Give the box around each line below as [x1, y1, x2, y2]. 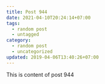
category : [6, 37, 32, 43]
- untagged [12, 32, 39, 38]
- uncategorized [12, 49, 53, 55]
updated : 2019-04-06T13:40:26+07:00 [6, 54, 99, 60]
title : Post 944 [6, 9, 47, 15]
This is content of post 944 [6, 71, 74, 78]
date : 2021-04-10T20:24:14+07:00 [6, 15, 91, 21]
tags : [6, 20, 20, 26]
